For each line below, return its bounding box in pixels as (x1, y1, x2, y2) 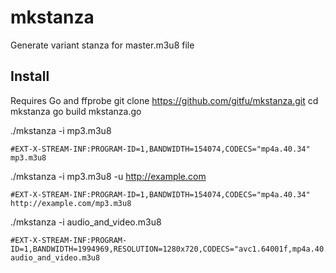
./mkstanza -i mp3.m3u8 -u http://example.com (10, 170, 207, 182)
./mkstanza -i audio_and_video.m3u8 (10, 216, 162, 228)
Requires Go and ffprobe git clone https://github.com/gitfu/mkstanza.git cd (10, 94, 319, 106)
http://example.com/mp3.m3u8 (10, 198, 132, 208)
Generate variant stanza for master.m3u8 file (10, 39, 195, 51)
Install (10, 68, 50, 85)
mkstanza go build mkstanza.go (10, 105, 142, 117)
